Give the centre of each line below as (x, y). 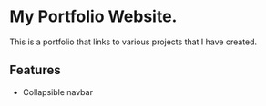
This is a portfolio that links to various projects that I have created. (133, 42)
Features (35, 70)
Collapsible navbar (58, 92)
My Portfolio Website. (93, 17)
